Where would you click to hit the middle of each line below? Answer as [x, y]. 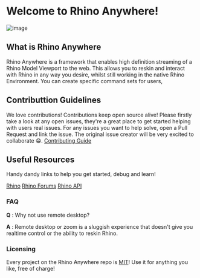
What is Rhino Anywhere [54, 47]
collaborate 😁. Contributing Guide [49, 140]
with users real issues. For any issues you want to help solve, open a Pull [97, 127]
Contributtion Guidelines [54, 100]
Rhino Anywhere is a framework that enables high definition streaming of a [99, 61]
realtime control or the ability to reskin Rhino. [62, 233]
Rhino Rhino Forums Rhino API [44, 186]
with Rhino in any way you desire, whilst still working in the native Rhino [95, 75]
